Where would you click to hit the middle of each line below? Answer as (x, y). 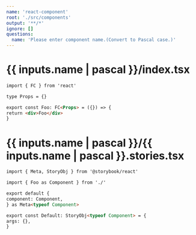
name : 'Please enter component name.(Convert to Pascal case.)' (94, 40)
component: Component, (35, 199)
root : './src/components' (38, 17)
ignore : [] (20, 29)
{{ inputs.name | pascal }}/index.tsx (98, 70)
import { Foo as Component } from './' (56, 183)
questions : (20, 34)
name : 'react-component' (37, 12)
